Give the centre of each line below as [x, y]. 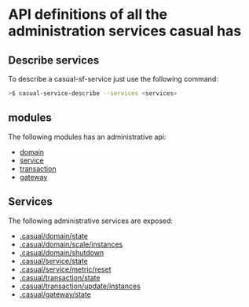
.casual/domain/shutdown [62, 252]
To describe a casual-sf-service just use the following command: [113, 79]
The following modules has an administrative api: [87, 137]
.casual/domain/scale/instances [71, 244]
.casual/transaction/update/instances [80, 286]
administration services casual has [125, 31]
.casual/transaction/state [60, 277]
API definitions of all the [88, 15]
